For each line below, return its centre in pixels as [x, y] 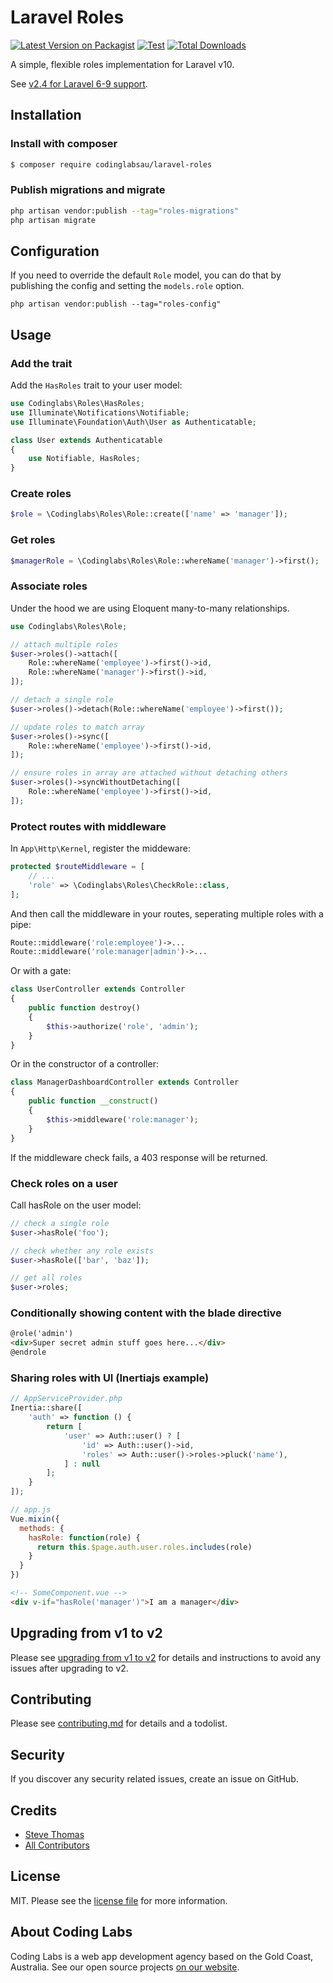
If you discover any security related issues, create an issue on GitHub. [154, 1779]
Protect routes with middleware [88, 826]
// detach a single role [62, 700]
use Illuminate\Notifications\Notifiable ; [100, 412]
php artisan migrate [53, 220]
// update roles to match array [77, 727]
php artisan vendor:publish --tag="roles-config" [116, 304]
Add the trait [41, 363]
